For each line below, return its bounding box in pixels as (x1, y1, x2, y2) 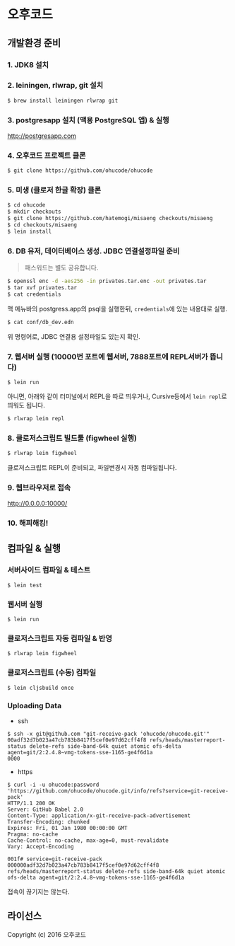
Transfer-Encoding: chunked (7, 819, 90, 826)
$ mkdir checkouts (7, 208, 61, 216)
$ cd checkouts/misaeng (7, 221, 78, 229)
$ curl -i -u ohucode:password (7, 781, 100, 789)
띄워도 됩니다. (7, 400, 46, 409)
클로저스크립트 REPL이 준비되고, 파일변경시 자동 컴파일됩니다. (7, 463, 178, 471)
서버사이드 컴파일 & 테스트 (7, 565, 91, 575)
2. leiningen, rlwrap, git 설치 (7, 81, 104, 91)
